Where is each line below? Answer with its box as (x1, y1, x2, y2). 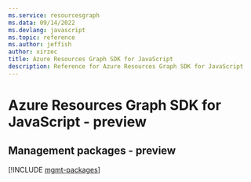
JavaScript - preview (8, 113, 147, 130)
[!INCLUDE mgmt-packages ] (8, 165, 100, 174)
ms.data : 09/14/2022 (8, 19, 76, 27)
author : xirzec (8, 48, 58, 56)
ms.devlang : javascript (8, 26, 86, 34)
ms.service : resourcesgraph (8, 11, 100, 20)
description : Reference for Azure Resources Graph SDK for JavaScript (8, 63, 244, 71)
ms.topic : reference (8, 33, 76, 42)
